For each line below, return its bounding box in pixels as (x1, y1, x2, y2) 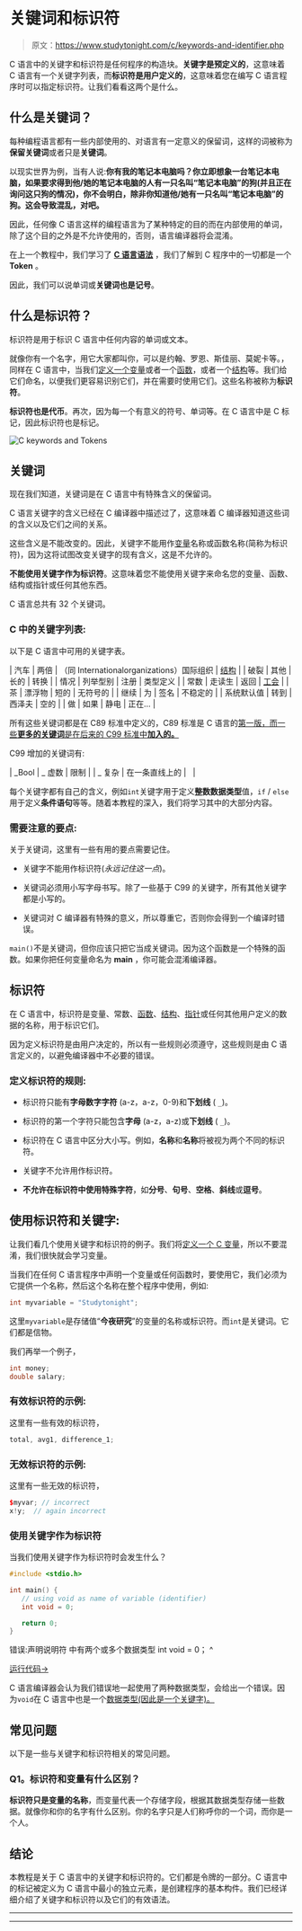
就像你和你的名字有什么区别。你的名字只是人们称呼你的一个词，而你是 (24, 1806, 285, 1817)
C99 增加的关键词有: (9, 748, 85, 758)
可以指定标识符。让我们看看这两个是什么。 (24, 81, 182, 92)
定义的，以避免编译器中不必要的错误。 (16, 1050, 159, 1060)
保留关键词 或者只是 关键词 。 (9, 146, 112, 157)
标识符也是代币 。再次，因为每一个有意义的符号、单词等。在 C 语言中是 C (9, 405, 280, 416)
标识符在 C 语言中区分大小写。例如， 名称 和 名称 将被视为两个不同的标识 (22, 1135, 285, 1146)
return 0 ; (21, 1618, 58, 1627)
